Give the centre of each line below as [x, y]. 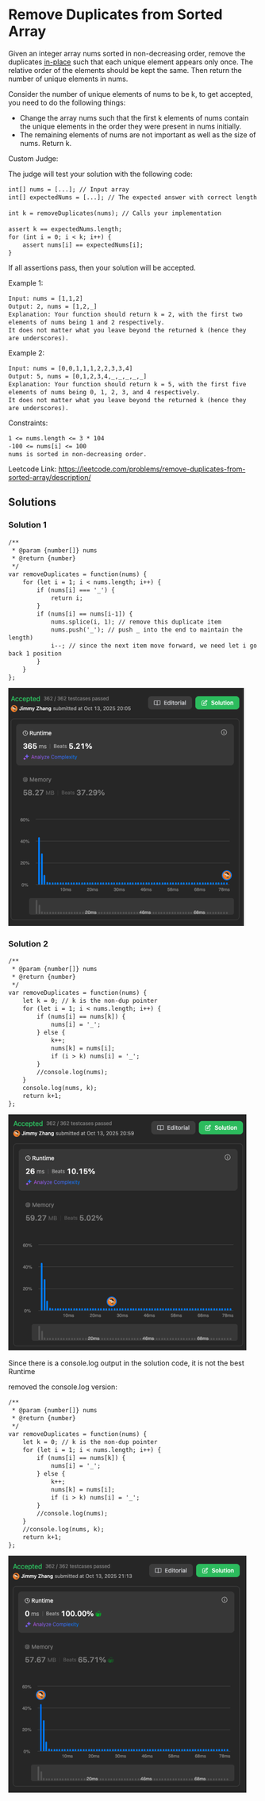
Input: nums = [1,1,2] [46, 298]
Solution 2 [29, 943]
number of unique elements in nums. [68, 79]
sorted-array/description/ [50, 477]
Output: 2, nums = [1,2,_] [53, 306]
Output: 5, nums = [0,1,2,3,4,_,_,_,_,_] [78, 376]
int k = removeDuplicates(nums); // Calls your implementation [115, 213]
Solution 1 [27, 525]
